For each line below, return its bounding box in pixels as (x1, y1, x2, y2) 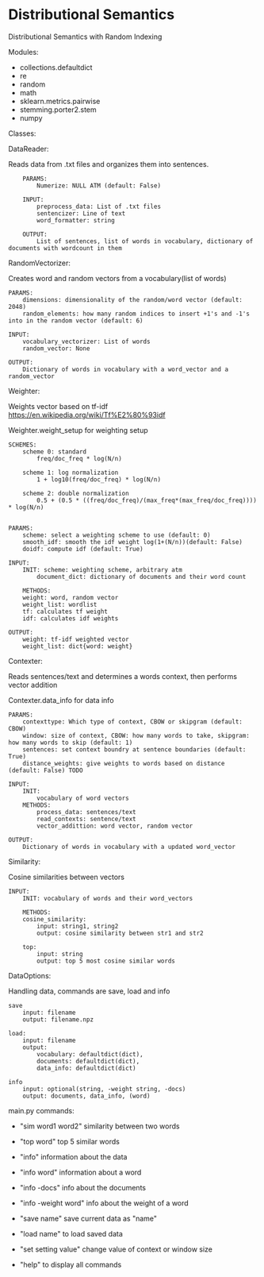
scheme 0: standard (22, 447, 87, 456)
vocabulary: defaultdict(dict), (36, 1050, 144, 1058)
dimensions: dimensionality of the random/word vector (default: (22, 295, 243, 303)
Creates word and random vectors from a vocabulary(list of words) (8, 273, 227, 283)
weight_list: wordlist (22, 600, 98, 608)
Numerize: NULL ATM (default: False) (36, 181, 161, 190)
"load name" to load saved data (19, 1229, 123, 1238)
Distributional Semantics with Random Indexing (8, 32, 163, 41)
